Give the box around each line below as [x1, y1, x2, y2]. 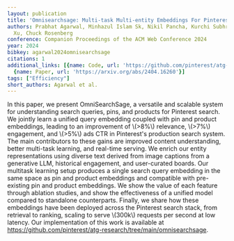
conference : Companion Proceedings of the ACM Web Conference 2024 [7, 36, 208, 43]
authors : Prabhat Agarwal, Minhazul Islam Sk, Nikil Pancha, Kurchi [7, 23, 210, 30]
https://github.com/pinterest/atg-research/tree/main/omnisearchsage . [7, 226, 209, 234]
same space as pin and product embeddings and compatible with [7, 174, 195, 183]
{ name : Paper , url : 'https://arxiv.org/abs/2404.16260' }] [13, 68, 186, 75]
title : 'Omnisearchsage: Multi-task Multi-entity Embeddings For [7, 17, 201, 24]
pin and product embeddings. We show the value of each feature [31, 181, 218, 190]
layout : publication [7, 10, 68, 17]
